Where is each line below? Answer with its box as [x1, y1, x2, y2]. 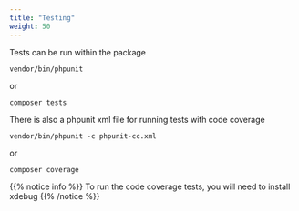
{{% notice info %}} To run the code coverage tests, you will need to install [9, 181, 291, 192]
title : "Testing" [9, 13, 76, 23]
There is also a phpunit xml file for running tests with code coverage [9, 114, 266, 125]
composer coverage [9, 165, 79, 174]
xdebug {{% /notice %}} [9, 190, 100, 201]
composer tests [9, 97, 67, 107]
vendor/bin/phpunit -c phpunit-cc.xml [9, 131, 157, 141]
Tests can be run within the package [9, 46, 147, 57]
